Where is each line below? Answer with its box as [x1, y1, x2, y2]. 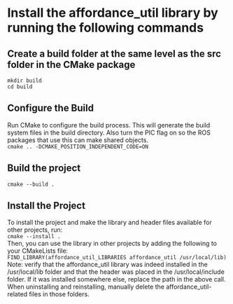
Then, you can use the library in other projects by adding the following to [7, 240, 218, 248]
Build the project [7, 163, 81, 174]
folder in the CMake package [7, 58, 136, 71]
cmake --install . [7, 233, 61, 240]
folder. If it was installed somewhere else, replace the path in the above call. [7, 275, 226, 284]
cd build [7, 83, 33, 90]
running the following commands [7, 20, 204, 36]
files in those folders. [29, 290, 90, 298]
